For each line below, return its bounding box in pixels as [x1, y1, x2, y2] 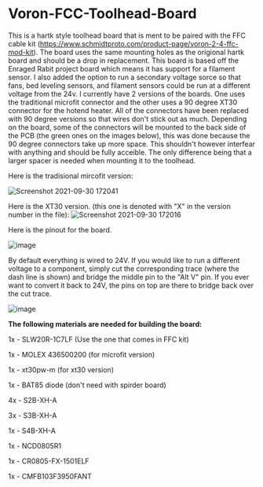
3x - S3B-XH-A [8, 410, 57, 420]
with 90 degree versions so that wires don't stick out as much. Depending [8, 114, 247, 123]
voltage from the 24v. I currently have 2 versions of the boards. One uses [8, 89, 246, 98]
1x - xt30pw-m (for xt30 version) [8, 364, 115, 374]
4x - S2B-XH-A [8, 395, 57, 405]
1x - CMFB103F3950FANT [8, 471, 93, 481]
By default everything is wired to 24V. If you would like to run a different [8, 255, 240, 265]
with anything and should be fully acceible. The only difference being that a [8, 147, 253, 157]
